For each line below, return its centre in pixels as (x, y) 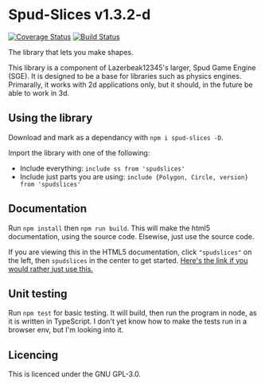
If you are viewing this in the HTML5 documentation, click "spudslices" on (130, 252)
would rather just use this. (51, 269)
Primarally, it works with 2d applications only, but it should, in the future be (131, 84)
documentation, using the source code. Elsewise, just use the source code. (131, 236)
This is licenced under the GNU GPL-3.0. (75, 374)
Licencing (33, 355)
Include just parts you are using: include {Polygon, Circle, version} (134, 176)
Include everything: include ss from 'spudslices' (102, 168)
